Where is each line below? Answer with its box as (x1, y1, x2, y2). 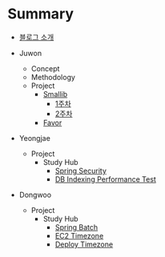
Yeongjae (18, 133, 51, 143)
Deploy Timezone (54, 239, 114, 249)
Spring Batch (54, 222, 99, 232)
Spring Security (54, 166, 107, 175)
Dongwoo (18, 190, 52, 199)
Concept (30, 63, 60, 73)
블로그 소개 (18, 32, 54, 42)
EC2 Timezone (54, 231, 104, 240)
